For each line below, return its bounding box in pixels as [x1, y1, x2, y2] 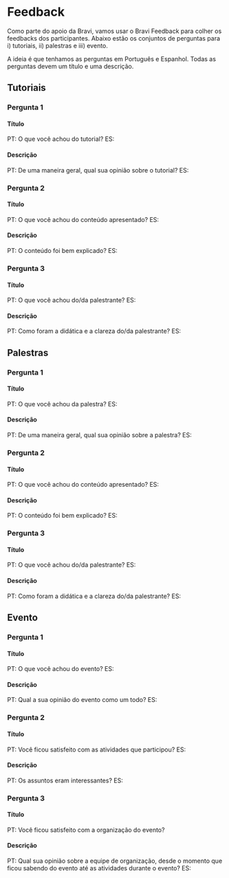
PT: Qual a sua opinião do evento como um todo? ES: [7, 696, 157, 704]
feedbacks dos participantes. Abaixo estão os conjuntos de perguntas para [7, 34, 221, 42]
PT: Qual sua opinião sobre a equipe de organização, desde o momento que [7, 857, 223, 865]
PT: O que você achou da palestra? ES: [7, 399, 118, 408]
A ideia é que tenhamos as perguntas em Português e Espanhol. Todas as [7, 54, 217, 63]
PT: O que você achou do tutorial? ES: [7, 135, 115, 143]
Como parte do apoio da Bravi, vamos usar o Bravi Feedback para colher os [7, 27, 222, 35]
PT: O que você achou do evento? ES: [7, 665, 115, 673]
